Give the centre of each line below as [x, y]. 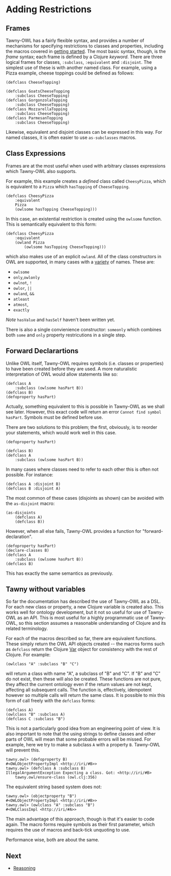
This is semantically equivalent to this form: [51, 224]
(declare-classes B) [28, 550]
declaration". [19, 537]
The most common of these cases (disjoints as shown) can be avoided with [85, 498]
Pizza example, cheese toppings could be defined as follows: [70, 73]
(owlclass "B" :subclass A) [36, 715]
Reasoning [24, 868]
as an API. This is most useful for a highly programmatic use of [83, 618]
